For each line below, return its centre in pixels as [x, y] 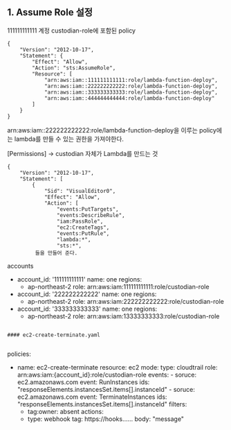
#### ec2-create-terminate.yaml [54, 335]
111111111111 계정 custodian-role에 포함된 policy [72, 31]
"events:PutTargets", [87, 209]
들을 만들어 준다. [56, 253]
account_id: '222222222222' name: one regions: [87, 294]
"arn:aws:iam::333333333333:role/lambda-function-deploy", [131, 92]
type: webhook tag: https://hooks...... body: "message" [106, 419]
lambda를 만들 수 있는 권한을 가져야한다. [69, 139]
